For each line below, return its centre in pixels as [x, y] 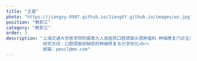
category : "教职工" [28, 28]
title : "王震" [23, 11]
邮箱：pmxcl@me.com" [67, 49]
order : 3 [17, 33]
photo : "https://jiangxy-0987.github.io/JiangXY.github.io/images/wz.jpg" [99, 17]
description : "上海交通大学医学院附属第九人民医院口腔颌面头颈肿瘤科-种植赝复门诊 [96, 38]
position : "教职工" [28, 22]
